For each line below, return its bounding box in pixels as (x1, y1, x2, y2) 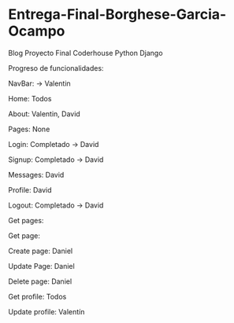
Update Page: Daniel (8, 261, 75, 270)
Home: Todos (8, 94, 52, 103)
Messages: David (8, 170, 65, 179)
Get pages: (8, 215, 44, 225)
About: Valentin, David (8, 108, 80, 119)
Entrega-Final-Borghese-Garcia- (8, 6, 227, 24)
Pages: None (8, 124, 50, 134)
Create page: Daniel (8, 246, 73, 255)
